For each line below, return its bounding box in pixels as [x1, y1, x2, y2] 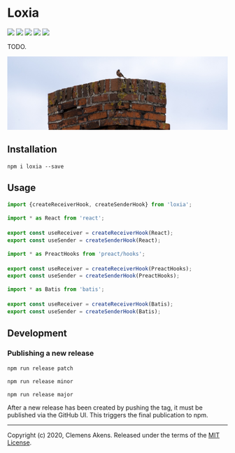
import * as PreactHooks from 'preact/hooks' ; [7, 250, 145, 257]
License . [7, 438, 32, 447]
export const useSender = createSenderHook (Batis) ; [7, 308, 161, 315]
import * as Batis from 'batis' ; [7, 286, 105, 293]
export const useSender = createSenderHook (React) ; [7, 236, 161, 244]
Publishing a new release [7, 348, 94, 358]
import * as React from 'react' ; [7, 215, 105, 222]
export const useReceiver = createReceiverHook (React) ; [7, 229, 173, 237]
